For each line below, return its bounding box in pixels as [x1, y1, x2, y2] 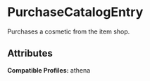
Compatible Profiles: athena [7, 66, 91, 74]
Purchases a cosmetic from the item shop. [7, 27, 130, 36]
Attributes [7, 47, 53, 59]
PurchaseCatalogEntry [7, 4, 144, 20]
